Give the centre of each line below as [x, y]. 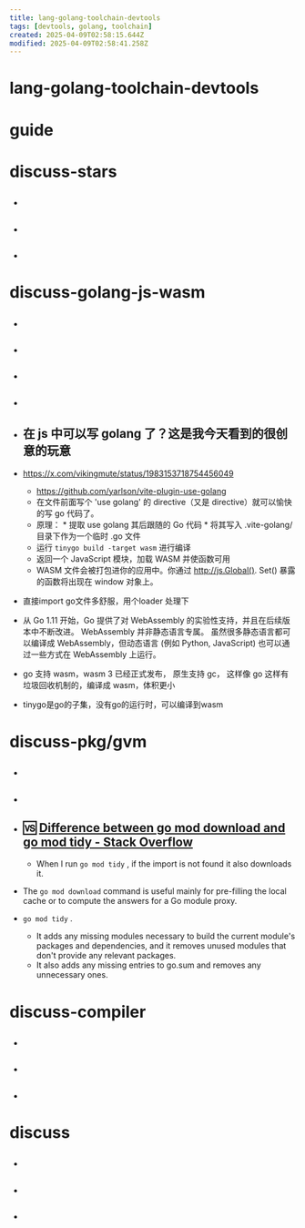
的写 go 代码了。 [67, 513]
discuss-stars [63, 172]
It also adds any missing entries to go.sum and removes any [148, 965]
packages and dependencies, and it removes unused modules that [161, 946]
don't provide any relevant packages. [106, 956]
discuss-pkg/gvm [78, 741]
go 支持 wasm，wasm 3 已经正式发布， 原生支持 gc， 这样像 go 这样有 [156, 674]
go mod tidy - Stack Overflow [108, 842]
